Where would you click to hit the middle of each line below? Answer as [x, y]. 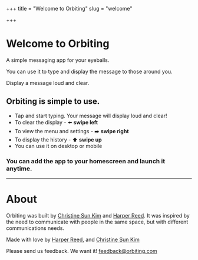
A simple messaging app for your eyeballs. [58, 60]
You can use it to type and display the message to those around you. [89, 71]
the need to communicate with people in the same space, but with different [97, 222]
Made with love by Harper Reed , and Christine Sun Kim [73, 239]
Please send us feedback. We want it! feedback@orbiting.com [82, 251]
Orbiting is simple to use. [53, 102]
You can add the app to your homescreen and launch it [86, 161]
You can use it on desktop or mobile [58, 146]
